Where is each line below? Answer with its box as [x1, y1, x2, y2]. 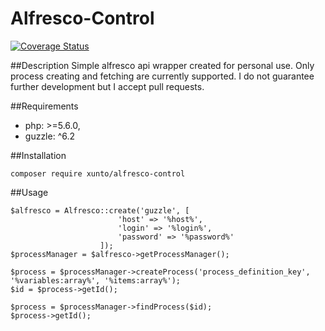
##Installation [10, 149, 67, 161]
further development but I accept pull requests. [10, 80, 205, 92]
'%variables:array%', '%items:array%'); [10, 275, 182, 286]
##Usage [10, 186, 49, 198]
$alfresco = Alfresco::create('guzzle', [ [10, 205, 190, 216]
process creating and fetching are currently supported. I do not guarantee [10, 70, 315, 82]
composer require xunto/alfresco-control [10, 168, 186, 179]
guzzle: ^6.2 [24, 130, 76, 142]
